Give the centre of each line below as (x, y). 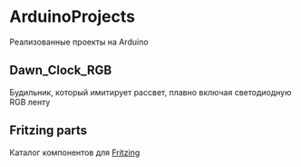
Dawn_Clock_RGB (61, 70)
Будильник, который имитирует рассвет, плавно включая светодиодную (150, 92)
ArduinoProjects (73, 17)
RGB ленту (30, 102)
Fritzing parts (49, 130)
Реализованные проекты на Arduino (79, 42)
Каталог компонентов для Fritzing (75, 152)
